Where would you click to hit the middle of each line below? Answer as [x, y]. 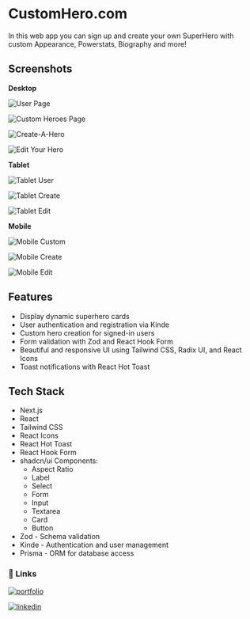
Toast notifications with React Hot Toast [85, 366]
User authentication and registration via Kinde [95, 325]
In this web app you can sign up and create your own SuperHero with [121, 36]
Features [30, 297]
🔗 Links [23, 574]
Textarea [46, 511]
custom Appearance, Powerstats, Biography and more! [98, 44]
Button [42, 528]
